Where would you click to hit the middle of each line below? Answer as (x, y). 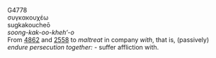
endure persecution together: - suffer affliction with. (83, 47)
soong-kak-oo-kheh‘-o (41, 32)
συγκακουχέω (28, 17)
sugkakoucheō (29, 25)
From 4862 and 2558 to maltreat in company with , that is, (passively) (108, 40)
